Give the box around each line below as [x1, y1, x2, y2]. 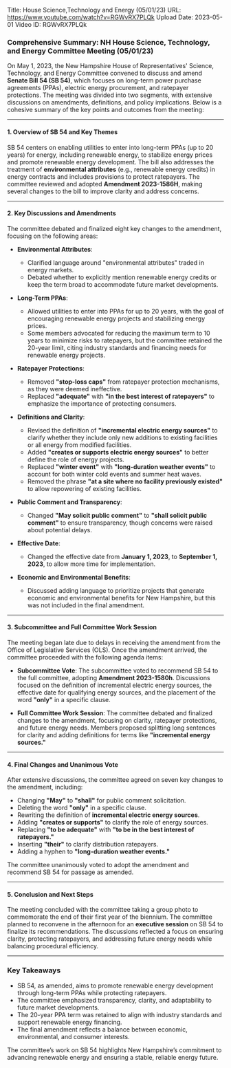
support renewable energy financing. [16, 1018, 122, 1026]
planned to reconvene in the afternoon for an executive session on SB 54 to [7, 920, 223, 928]
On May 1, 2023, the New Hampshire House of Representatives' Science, [7, 62, 214, 70]
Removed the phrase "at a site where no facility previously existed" [27, 477, 223, 486]
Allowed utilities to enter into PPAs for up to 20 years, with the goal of [27, 307, 224, 315]
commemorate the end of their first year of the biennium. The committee [7, 913, 213, 921]
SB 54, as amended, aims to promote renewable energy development [16, 981, 214, 990]
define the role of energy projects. [27, 455, 125, 464]
